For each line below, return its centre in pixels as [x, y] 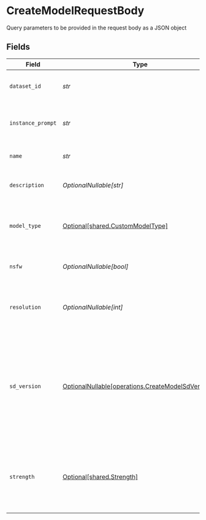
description [27, 185]
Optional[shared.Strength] [100, 476]
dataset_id [25, 86]
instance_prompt [33, 123]
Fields [18, 47]
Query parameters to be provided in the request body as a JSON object [97, 28]
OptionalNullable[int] [93, 307]
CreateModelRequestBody [75, 11]
